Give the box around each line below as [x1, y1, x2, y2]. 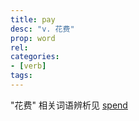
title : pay [10, 14, 56, 25]
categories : [10, 52, 60, 62]
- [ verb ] [10, 61, 47, 71]
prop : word [10, 33, 56, 43]
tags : [10, 71, 33, 81]
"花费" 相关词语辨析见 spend [10, 99, 128, 111]
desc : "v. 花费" [10, 24, 75, 34]
